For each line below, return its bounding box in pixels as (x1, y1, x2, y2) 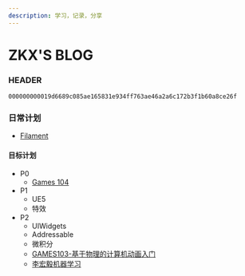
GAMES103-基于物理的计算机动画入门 (31, 249, 156, 258)
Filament (19, 131, 49, 140)
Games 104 (31, 177, 69, 187)
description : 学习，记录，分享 (8, 11, 103, 20)
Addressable (31, 229, 74, 239)
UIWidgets (31, 221, 67, 231)
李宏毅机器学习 (31, 258, 81, 268)
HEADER (8, 74, 42, 85)
